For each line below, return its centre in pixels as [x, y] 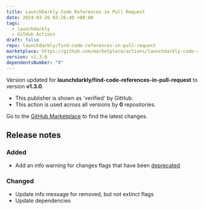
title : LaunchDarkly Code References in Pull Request [76, 12]
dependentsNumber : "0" [35, 62]
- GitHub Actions [34, 34]
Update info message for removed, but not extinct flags [84, 194]
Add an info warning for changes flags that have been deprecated [97, 166]
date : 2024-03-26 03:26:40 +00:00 [50, 18]
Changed [20, 181]
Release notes [34, 135]
